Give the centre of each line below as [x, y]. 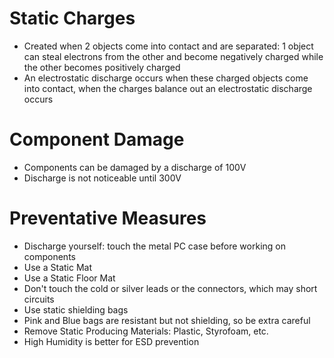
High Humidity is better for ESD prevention [111, 341]
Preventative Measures [108, 218]
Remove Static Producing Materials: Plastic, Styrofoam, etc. [146, 331]
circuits [39, 299]
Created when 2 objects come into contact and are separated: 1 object [168, 46]
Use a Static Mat [57, 267]
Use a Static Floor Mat [69, 278]
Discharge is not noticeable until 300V [102, 178]
